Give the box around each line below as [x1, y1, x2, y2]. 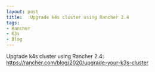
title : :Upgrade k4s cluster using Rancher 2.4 [6, 14, 129, 20]
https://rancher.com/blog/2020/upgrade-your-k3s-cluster [6, 59, 149, 66]
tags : [6, 20, 20, 26]
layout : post [6, 8, 39, 15]
